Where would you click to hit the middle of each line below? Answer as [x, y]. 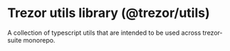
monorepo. [39, 40]
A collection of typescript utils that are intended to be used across [104, 33]
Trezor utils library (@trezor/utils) [109, 13]
